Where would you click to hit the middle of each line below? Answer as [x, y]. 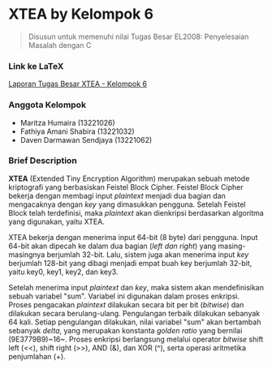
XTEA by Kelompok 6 [81, 14]
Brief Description [43, 161]
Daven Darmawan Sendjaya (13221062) [86, 139]
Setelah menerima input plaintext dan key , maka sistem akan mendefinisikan [136, 287]
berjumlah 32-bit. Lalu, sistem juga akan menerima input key [148, 254]
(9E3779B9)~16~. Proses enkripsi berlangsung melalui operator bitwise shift [136, 339]
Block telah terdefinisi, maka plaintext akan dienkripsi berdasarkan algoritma [136, 212]
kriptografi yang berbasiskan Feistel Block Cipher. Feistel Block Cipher [126, 187]
